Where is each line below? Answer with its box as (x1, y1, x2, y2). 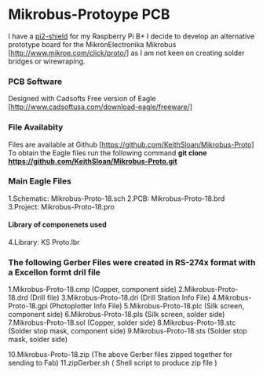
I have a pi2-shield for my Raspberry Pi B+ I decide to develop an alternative (8, 31, 255, 41)
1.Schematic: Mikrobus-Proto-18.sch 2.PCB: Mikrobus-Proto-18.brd (8, 194, 225, 203)
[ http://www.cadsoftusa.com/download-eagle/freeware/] (8, 102, 193, 111)
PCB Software (8, 76, 63, 87)
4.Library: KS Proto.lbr (8, 238, 80, 247)
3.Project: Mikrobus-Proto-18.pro (8, 202, 115, 211)
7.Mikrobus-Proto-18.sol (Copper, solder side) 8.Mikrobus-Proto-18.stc (8, 318, 236, 327)
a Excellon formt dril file (8, 267, 100, 278)
